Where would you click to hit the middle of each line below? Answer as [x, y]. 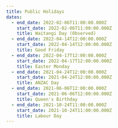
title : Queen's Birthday [47, 99]
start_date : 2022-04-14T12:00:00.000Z [64, 45]
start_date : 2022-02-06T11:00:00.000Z [64, 28]
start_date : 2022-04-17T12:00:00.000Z [64, 61]
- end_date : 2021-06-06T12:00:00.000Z [59, 88]
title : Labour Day [39, 116]
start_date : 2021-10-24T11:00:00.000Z [64, 110]
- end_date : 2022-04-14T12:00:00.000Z [59, 39]
